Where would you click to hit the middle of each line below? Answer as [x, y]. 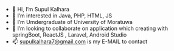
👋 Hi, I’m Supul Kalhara [41, 9]
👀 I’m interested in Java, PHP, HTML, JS [62, 16]
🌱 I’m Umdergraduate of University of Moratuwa [72, 22]
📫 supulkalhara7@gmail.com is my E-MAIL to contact [80, 41]
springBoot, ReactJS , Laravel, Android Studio [69, 35]
